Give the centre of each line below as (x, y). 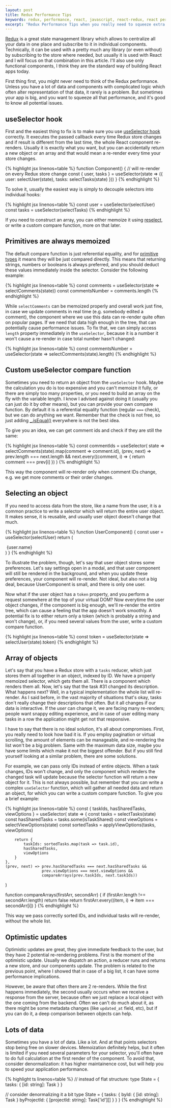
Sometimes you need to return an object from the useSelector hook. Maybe (84, 382)
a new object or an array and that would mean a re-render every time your (83, 153)
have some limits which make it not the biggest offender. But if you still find (84, 751)
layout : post (19, 10)
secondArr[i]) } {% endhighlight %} (42, 906)
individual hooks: (23, 195)
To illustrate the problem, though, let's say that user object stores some (80, 562)
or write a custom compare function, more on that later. (63, 225)
